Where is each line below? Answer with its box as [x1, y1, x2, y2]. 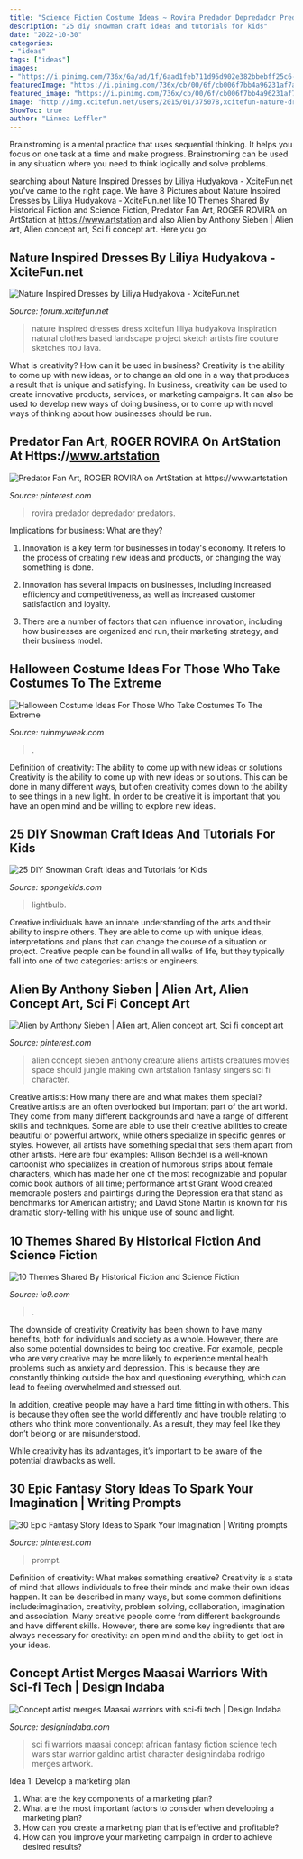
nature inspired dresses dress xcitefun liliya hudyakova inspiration [31, 323, 278, 334]
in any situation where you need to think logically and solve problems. [9, 158, 269, 169]
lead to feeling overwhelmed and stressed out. [9, 1381, 182, 1392]
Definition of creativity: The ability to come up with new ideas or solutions [9, 762, 283, 773]
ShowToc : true [9, 106, 63, 115]
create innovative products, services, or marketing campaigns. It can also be [9, 388, 294, 399]
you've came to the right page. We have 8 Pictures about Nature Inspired [9, 185, 281, 196]
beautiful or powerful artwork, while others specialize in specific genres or [9, 1130, 286, 1141]
